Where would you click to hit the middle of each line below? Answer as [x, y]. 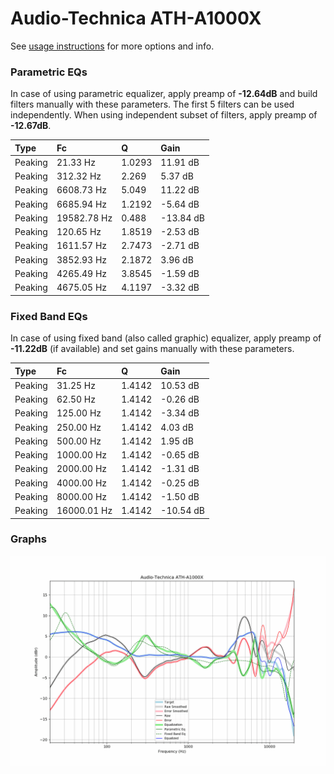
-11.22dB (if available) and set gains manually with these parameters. [152, 349]
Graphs [28, 539]
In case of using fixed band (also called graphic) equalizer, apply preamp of [166, 338]
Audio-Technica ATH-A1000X [136, 18]
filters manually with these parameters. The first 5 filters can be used [152, 104]
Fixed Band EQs [49, 316]
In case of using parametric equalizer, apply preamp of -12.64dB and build [164, 94]
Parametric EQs [49, 72]
